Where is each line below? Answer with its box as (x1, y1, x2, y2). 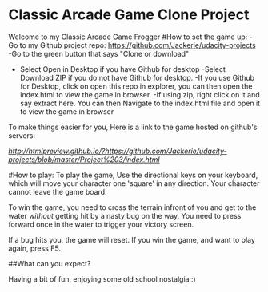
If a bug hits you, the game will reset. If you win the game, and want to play (8, 235, 256, 244)
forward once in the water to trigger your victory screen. (8, 219, 194, 229)
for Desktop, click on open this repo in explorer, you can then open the (19, 81, 253, 91)
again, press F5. (8, 243, 62, 253)
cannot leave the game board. (8, 187, 107, 196)
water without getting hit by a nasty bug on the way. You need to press (8, 211, 242, 220)
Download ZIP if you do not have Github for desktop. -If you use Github (19, 73, 254, 82)
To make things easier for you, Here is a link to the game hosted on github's (8, 122, 258, 132)
